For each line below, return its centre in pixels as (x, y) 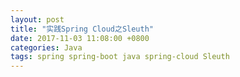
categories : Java (46, 47)
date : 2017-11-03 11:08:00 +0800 (80, 38)
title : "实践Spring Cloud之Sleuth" (82, 29)
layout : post (37, 19)
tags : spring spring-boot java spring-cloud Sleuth (120, 57)
